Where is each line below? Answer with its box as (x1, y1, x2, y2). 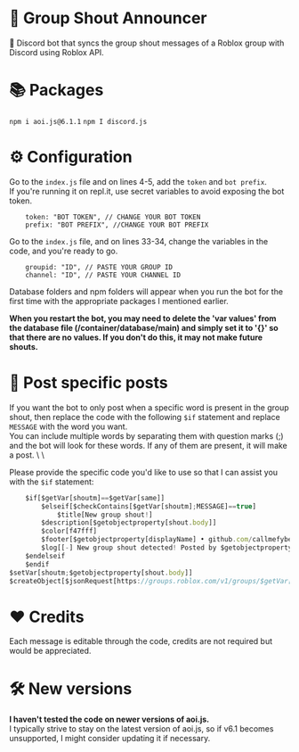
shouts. (9, 341, 38, 351)
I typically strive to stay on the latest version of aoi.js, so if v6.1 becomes (9, 723, 274, 734)
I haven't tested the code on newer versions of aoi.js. (9, 714, 210, 725)
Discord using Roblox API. (9, 46, 104, 57)
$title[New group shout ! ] (56, 510, 153, 519)
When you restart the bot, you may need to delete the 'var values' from (9, 312, 277, 324)
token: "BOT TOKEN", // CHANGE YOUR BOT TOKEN (25, 212, 201, 221)
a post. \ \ (9, 450, 44, 460)
